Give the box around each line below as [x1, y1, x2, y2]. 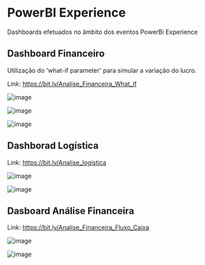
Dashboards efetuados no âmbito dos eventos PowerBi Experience [7, 28, 199, 36]
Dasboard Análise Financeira [7, 205, 134, 217]
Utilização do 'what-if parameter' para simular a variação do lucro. [7, 66, 197, 74]
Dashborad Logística [7, 140, 99, 152]
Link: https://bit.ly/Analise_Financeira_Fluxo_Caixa [7, 223, 150, 232]
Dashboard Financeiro [7, 48, 105, 60]
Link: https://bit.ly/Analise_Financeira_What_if [7, 80, 137, 88]
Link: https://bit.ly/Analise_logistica [7, 158, 107, 167]
